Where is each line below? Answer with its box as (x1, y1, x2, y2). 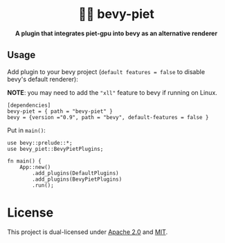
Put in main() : (7, 126, 46, 134)
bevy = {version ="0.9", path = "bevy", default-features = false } (7, 114, 209, 120)
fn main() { (7, 157, 42, 165)
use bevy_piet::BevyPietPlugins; (7, 145, 104, 152)
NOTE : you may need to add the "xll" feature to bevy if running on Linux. (7, 88, 218, 96)
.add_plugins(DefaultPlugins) (32, 170, 119, 177)
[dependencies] (7, 102, 51, 109)
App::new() (19, 163, 51, 170)
